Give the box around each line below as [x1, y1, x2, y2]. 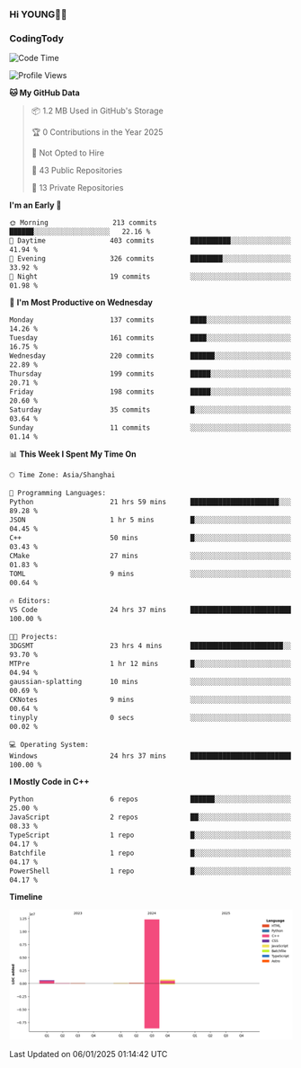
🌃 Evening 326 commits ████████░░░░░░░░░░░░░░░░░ [9, 254, 292, 263]
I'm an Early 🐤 [9, 200, 62, 210]
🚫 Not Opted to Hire [31, 147, 105, 158]
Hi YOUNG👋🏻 [9, 8, 67, 21]
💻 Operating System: [9, 741, 90, 750]
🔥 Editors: [9, 597, 51, 606]
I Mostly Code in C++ [9, 777, 90, 788]
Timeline [9, 892, 43, 903]
